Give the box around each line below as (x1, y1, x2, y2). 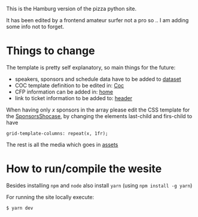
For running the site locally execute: (6, 193, 95, 200)
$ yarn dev (6, 205, 33, 211)
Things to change (6, 44, 95, 58)
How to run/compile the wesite (6, 162, 162, 176)
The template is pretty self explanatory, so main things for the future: (6, 64, 176, 71)
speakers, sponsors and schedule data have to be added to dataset (14, 75, 181, 83)
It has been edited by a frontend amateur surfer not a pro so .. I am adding (6, 17, 189, 23)
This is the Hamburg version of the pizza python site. (6, 5, 137, 12)
